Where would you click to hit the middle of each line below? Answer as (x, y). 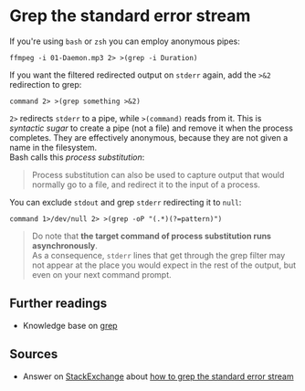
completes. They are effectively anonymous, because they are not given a (149, 137)
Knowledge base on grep (70, 325)
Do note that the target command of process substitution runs (152, 236)
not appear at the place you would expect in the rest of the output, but (164, 265)
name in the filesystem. (53, 147)
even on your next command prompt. (101, 274)
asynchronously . (65, 245)
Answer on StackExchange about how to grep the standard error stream (158, 376)
